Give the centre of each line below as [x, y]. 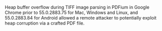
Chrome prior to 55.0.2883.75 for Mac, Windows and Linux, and [71, 12]
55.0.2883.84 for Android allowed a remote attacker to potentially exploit [81, 18]
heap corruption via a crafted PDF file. [45, 23]
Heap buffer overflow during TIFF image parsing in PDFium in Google [77, 7]
